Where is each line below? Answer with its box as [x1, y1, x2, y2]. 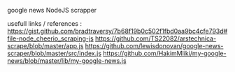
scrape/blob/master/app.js [7, 42, 84, 50]
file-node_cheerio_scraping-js [7, 34, 94, 43]
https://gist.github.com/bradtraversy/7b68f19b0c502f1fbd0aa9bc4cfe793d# [7, 27, 228, 35]
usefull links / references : [7, 20, 83, 27]
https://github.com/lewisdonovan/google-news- [85, 42, 224, 50]
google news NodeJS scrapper [7, 6, 97, 14]
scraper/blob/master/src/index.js [7, 49, 102, 57]
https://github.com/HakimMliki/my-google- [102, 49, 227, 57]
